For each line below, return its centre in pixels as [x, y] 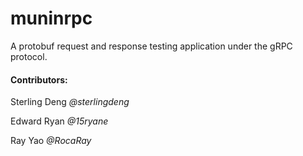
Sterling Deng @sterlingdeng [70, 102]
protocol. [29, 56]
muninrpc [51, 18]
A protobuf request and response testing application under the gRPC [151, 46]
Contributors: [39, 79]
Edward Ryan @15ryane [59, 121]
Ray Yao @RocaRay [51, 141]
